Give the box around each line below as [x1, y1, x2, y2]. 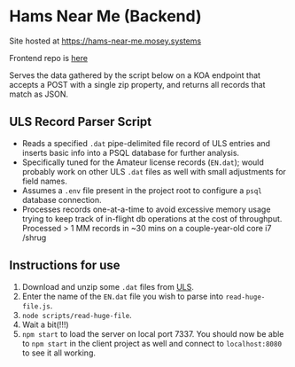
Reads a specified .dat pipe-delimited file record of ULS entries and [21, 137, 271, 148]
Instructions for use [9, 258, 121, 273]
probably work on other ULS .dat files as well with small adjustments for [21, 166, 286, 176]
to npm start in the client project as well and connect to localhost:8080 [21, 338, 282, 348]
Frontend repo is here [9, 52, 89, 63]
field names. [21, 176, 68, 186]
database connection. [21, 194, 102, 205]
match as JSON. [9, 89, 69, 99]
